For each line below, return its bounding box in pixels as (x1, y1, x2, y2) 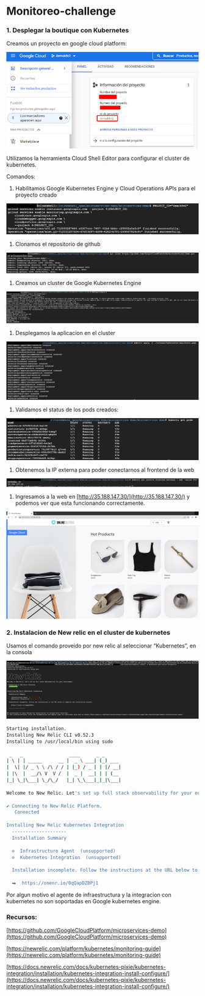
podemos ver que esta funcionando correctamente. (15, 499, 145, 507)
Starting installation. (6, 726, 67, 732)
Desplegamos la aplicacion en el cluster (15, 329, 116, 336)
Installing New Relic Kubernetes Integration (6, 822, 124, 828)
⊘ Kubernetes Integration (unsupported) (12, 854, 121, 861)
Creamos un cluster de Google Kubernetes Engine (15, 280, 142, 287)
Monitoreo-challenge (6, 4, 116, 18)
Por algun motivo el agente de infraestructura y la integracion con (6, 891, 172, 898)
